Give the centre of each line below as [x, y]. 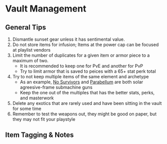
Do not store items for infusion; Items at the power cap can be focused [86, 45]
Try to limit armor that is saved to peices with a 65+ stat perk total [88, 71]
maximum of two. [30, 60]
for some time [27, 109]
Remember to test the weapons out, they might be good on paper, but [85, 114]
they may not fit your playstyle [44, 119]
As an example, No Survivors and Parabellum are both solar [81, 82]
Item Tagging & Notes [40, 135]
